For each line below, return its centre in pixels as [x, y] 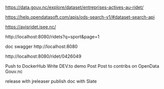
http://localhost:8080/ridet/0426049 [43, 56]
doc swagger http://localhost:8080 [42, 47]
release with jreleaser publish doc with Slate [51, 81]
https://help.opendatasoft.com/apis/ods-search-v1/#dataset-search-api [80, 17]
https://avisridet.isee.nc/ [31, 27]
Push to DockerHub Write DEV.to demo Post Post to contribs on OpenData [82, 66]
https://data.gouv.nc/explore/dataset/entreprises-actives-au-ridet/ [74, 7]
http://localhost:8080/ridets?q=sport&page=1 [52, 37]
